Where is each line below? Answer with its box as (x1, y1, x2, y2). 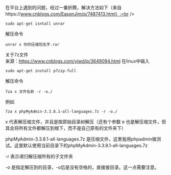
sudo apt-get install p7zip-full (5, 68, 77, 73)
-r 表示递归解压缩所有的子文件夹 (5, 153, 73, 159)
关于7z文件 (5, 52, 29, 57)
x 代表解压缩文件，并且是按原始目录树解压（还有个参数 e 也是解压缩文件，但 (5, 119, 166, 125)
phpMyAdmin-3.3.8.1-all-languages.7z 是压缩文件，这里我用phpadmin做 (5, 136, 157, 142)
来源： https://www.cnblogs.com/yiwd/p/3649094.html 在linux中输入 (5, 58, 150, 64)
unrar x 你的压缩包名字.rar (5, 42, 60, 47)
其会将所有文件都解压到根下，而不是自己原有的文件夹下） (5, 125, 126, 131)
